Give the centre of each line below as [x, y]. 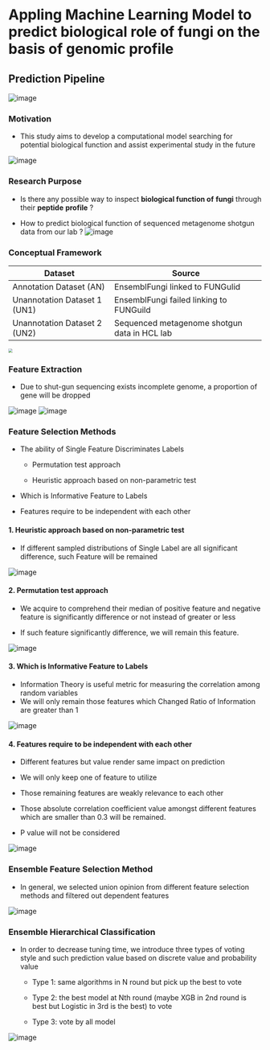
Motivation [30, 118]
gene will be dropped [55, 395]
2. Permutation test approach [58, 591]
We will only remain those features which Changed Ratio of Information [137, 702]
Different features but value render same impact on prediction [122, 762]
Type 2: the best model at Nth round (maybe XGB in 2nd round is [139, 997]
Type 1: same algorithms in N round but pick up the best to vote [137, 982]
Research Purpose [45, 181]
